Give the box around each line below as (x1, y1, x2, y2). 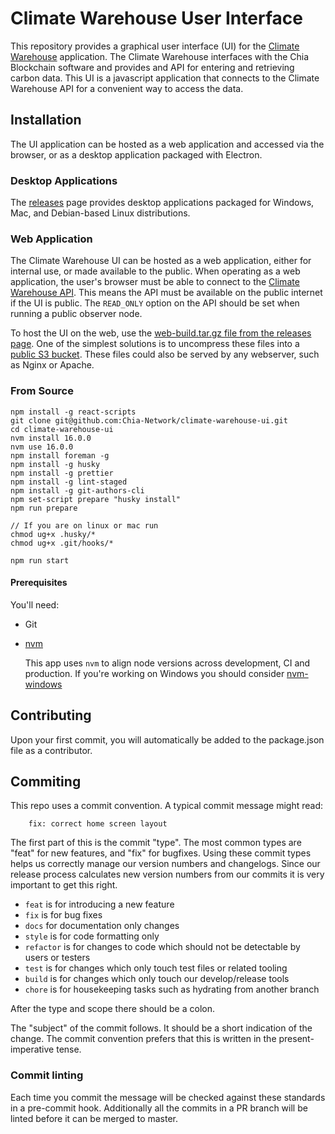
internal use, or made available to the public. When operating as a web (10, 265, 301, 277)
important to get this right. (10, 879, 118, 891)
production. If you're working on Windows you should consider (24, 667, 285, 679)
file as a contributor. (10, 744, 93, 756)
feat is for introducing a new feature (24, 898, 175, 911)
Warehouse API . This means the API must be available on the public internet (10, 287, 323, 299)
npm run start (10, 555, 70, 566)
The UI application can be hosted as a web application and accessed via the (10, 138, 325, 150)
